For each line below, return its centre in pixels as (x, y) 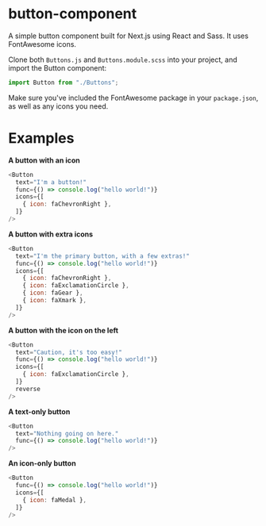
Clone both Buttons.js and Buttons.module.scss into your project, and (123, 60)
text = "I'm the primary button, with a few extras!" (103, 256)
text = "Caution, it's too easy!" (69, 352)
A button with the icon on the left (64, 330)
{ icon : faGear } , (53, 293)
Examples (41, 138)
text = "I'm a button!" (51, 182)
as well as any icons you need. (58, 106)
